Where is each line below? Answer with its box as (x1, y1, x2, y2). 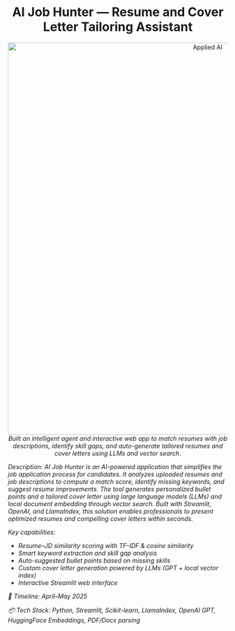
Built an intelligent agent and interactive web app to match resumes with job (8, 434, 228, 443)
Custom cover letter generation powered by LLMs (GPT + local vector (17, 563, 219, 572)
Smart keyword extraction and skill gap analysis (17, 549, 158, 557)
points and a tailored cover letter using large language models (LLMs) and (8, 492, 222, 501)
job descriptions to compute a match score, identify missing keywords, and (8, 477, 225, 485)
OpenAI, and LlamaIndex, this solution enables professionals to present (8, 507, 213, 515)
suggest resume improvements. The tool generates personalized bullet (8, 485, 211, 493)
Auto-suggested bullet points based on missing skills (17, 556, 171, 565)
